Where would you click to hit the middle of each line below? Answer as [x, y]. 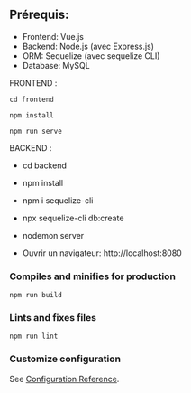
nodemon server [53, 235]
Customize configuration [65, 359]
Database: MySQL [56, 65]
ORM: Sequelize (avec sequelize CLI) [91, 56]
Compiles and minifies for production [92, 276]
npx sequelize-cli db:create [73, 218]
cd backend [45, 165]
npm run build [36, 295]
